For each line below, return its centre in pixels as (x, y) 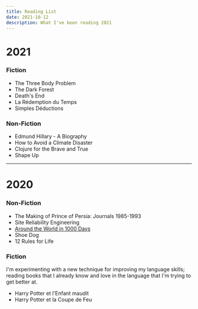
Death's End (29, 96)
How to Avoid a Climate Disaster (54, 143)
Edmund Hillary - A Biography (51, 136)
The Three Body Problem (45, 83)
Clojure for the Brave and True (51, 149)
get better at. (22, 282)
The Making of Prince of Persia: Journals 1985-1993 (78, 216)
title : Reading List (32, 12)
